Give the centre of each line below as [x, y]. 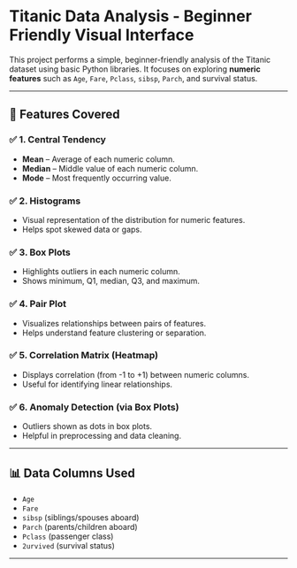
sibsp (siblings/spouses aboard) [80, 517]
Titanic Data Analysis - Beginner [130, 16]
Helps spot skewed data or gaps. [82, 229]
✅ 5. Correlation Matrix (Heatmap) [84, 356]
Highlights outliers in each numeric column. [101, 272]
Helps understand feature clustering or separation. [114, 333]
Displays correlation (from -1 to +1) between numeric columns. [136, 374]
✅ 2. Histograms [45, 201]
